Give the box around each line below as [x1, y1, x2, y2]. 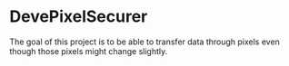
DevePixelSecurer [9, 6, 148, 27]
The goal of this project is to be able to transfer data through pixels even [9, 36, 280, 47]
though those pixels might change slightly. [9, 45, 168, 56]
